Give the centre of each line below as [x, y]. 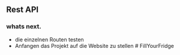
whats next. [24, 27]
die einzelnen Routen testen [49, 39]
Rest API [22, 10]
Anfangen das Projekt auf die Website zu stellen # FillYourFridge [94, 46]
